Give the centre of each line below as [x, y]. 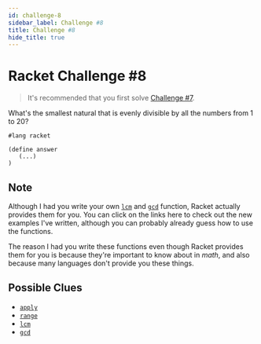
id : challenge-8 [35, 15]
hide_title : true [37, 37]
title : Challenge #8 [42, 30]
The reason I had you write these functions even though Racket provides [126, 247]
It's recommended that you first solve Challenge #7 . [111, 98]
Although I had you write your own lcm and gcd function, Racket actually [125, 206]
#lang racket [29, 136]
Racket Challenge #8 [77, 76]
